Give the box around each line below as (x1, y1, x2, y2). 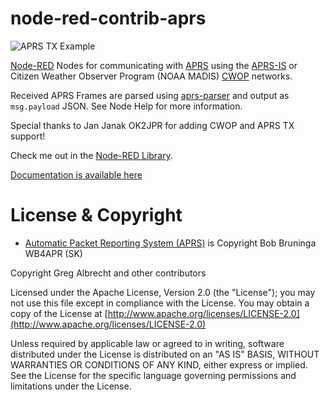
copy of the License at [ (10, 307, 108, 319)
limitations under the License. (10, 380, 132, 392)
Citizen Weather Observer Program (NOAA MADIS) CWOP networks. (10, 70, 293, 82)
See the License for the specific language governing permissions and (10, 369, 297, 381)
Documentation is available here (10, 168, 143, 181)
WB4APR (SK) (24, 247, 83, 259)
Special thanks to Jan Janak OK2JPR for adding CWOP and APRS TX (10, 119, 295, 131)
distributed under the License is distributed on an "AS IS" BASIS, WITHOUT (10, 348, 320, 360)
